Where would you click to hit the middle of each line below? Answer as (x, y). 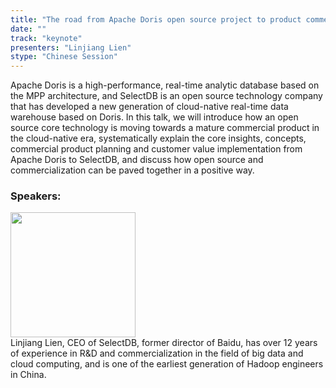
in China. (28, 375)
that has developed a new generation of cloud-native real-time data (149, 107)
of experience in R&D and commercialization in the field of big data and (157, 353)
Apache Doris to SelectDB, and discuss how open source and (137, 160)
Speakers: (36, 196)
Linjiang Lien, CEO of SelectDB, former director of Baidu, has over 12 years (164, 343)
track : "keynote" (46, 38)
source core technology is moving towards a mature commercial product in (165, 128)
